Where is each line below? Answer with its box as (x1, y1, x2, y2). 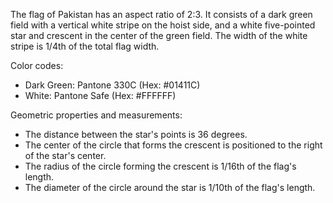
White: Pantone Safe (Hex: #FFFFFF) (24, 90, 177, 101)
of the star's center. (24, 150, 107, 161)
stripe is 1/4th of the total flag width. (10, 40, 160, 52)
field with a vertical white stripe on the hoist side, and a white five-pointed (10, 19, 316, 31)
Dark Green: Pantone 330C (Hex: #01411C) (24, 79, 201, 91)
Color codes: (10, 60, 64, 71)
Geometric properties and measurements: (10, 109, 183, 121)
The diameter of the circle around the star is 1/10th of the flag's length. (24, 182, 316, 193)
